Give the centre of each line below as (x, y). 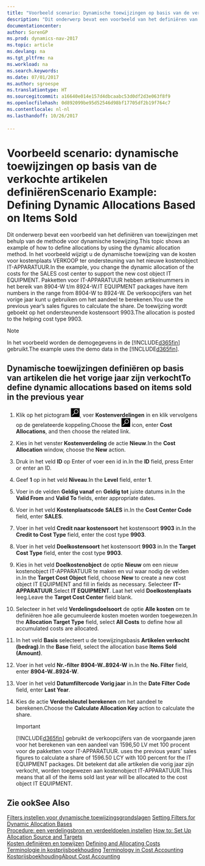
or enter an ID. (33, 468)
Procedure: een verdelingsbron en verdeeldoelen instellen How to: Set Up (99, 831)
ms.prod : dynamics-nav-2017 (43, 39)
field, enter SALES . (39, 517)
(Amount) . (29, 653)
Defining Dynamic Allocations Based (101, 205)
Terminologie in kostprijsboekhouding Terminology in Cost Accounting (95, 850)
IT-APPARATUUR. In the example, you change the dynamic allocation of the (100, 267)
